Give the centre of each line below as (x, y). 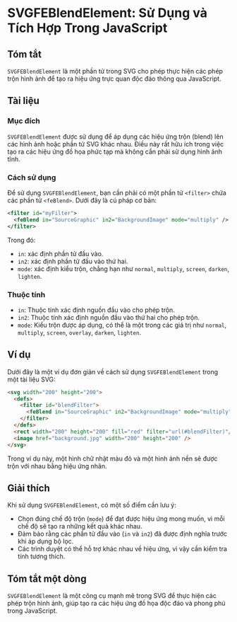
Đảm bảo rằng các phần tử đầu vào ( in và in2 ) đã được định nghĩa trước (122, 534)
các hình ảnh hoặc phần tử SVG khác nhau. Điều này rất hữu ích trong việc (116, 144)
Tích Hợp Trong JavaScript (87, 28)
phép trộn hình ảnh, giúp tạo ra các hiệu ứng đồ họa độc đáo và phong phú (116, 604)
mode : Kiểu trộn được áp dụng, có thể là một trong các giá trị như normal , (122, 325)
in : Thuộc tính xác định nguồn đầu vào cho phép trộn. (96, 310)
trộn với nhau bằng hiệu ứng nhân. (57, 466)
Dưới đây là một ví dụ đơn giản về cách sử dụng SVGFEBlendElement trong (113, 372)
